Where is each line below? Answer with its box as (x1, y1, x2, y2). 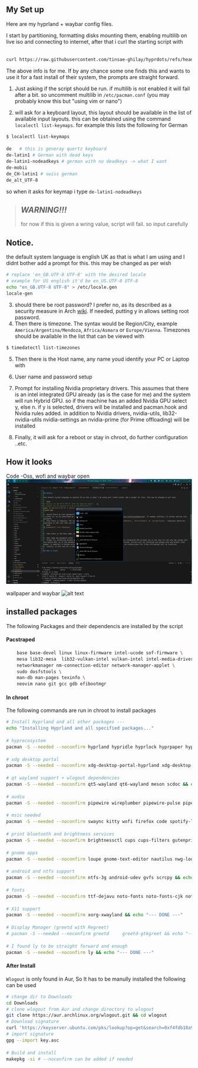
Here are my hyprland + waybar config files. (6, 20, 113, 27)
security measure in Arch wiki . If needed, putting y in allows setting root (14, 307, 189, 315)
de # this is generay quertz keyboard (6, 146, 107, 152)
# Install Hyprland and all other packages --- (6, 719, 126, 725)
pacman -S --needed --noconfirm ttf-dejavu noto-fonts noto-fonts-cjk (6, 893, 183, 899)
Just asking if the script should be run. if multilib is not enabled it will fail (14, 85, 190, 92)
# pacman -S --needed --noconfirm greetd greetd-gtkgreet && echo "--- (6, 931, 196, 937)
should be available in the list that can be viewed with (14, 332, 144, 339)
